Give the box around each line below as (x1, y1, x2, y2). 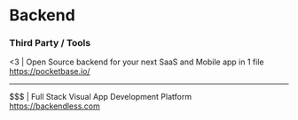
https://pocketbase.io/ (9, 66, 90, 77)
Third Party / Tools (9, 37, 91, 49)
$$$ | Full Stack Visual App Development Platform (9, 92, 192, 102)
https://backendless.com (9, 101, 100, 111)
